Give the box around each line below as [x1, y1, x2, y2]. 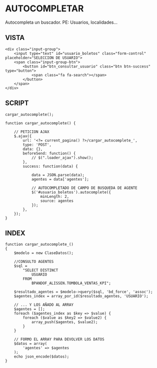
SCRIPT [5, 99, 29, 108]
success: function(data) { [23, 164, 78, 169]
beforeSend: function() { [23, 151, 76, 156]
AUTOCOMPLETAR [5, 3, 84, 14]
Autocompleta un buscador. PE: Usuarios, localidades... [5, 19, 118, 25]
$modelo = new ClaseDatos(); [14, 251, 74, 256]
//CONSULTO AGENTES [14, 259, 54, 264]
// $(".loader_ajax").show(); [31, 155, 94, 160]
